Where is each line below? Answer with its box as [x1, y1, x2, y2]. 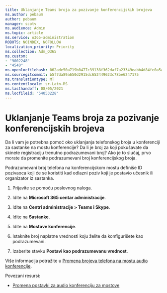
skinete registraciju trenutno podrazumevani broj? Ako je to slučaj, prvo [5, 150, 151, 156]
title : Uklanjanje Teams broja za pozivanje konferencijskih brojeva [5, 7, 153, 12]
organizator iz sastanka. [5, 175, 55, 181]
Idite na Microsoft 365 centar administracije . [12, 195, 106, 201]
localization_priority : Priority [5, 44, 75, 49]
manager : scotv [5, 21, 37, 26]
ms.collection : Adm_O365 [5, 49, 57, 54]
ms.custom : [5, 53, 28, 59]
